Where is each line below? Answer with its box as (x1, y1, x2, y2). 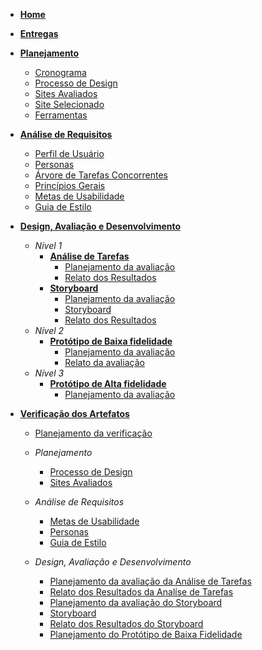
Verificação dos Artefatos (19, 408, 130, 419)
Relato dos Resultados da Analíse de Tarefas (49, 586, 234, 598)
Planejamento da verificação (34, 427, 153, 439)
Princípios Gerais (34, 180, 106, 191)
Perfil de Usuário (34, 148, 105, 159)
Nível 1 (34, 240, 63, 251)
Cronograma (34, 67, 87, 78)
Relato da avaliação (64, 357, 145, 368)
